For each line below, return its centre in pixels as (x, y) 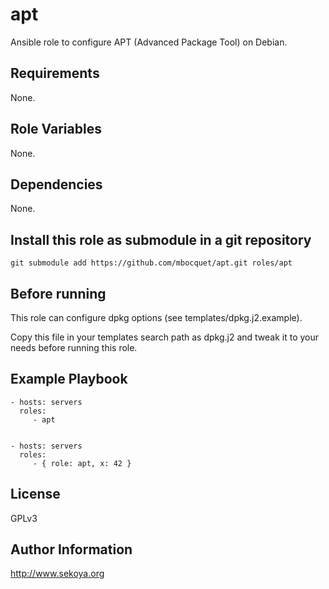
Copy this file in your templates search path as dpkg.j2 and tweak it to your (165, 337)
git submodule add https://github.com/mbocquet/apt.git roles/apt (151, 263)
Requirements (55, 73)
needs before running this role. (74, 347)
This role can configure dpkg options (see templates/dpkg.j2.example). (156, 317)
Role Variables (56, 129)
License (35, 494)
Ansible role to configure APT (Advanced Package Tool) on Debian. (149, 42)
